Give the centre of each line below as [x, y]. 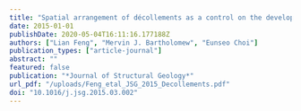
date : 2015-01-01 [42, 26]
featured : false [39, 68]
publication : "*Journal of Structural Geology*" [102, 76]
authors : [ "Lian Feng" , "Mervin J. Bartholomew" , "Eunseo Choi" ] [133, 43]
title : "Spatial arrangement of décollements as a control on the [136, 17]
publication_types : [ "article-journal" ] [86, 51]
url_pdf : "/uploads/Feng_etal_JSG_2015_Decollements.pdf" [120, 84]
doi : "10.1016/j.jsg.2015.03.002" [74, 92]
